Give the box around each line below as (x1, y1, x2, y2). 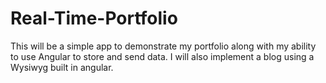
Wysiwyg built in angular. (10, 61, 114, 73)
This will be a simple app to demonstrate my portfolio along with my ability (10, 40, 317, 52)
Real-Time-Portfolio (10, 7, 178, 30)
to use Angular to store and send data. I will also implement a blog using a (10, 50, 315, 62)
